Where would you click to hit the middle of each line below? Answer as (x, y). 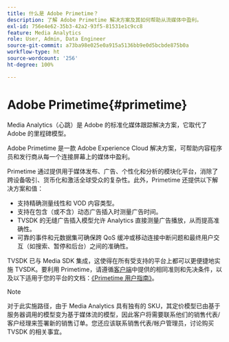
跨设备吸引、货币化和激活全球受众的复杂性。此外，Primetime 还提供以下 (110, 180)
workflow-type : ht (33, 52)
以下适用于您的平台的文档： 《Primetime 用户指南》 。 (85, 278)
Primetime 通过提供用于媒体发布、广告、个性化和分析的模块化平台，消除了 (113, 171)
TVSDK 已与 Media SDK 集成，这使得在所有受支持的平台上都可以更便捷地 (111, 260)
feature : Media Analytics (44, 33)
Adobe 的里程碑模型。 (39, 133)
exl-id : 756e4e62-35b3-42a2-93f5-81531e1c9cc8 (75, 26)
